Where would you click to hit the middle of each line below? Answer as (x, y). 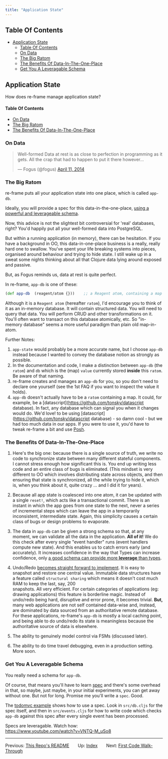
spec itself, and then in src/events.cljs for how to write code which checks (83, 710)
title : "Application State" (34, 10)
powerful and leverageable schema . (42, 213)
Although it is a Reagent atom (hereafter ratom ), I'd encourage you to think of (83, 303)
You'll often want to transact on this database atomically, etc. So (71, 319)
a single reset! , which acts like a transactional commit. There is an (81, 500)
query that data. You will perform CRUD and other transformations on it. (79, 314)
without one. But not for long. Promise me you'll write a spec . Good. (74, 695)
